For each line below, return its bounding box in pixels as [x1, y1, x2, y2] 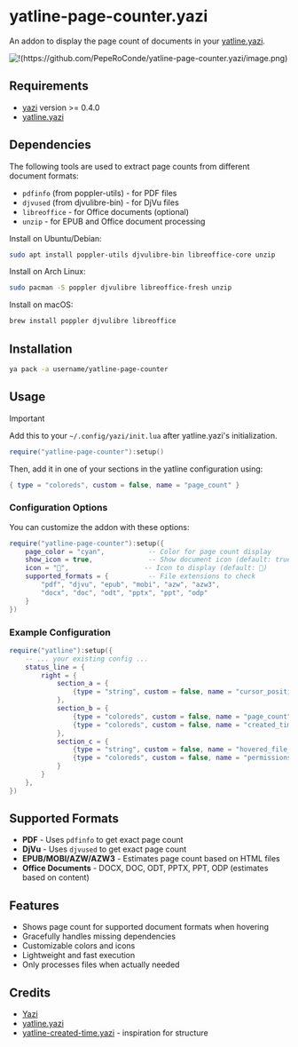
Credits [9, 985, 51, 1000]
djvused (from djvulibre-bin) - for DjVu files [21, 197, 179, 208]
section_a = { [56, 679, 109, 688]
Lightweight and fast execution [21, 950, 136, 961]
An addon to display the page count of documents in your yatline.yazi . [9, 36, 266, 46]
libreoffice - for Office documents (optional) [21, 206, 189, 217]
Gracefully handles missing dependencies [21, 931, 176, 942]
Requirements [9, 78, 89, 94]
